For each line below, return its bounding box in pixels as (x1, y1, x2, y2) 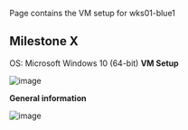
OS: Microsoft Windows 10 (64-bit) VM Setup (9, 58, 179, 69)
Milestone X (9, 33, 79, 49)
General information (9, 92, 87, 103)
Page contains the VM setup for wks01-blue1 (9, 8, 176, 18)
